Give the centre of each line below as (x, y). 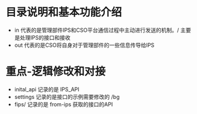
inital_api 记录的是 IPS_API (47, 89)
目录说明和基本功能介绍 (64, 12)
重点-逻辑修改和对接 (56, 72)
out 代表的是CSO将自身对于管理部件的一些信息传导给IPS (84, 45)
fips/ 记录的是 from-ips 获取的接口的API (64, 104)
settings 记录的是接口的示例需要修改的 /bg (67, 97)
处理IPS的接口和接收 (45, 37)
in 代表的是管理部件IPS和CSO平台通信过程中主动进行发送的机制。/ (97, 30)
